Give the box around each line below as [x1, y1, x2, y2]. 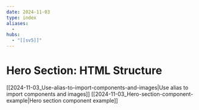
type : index [6, 15, 37, 21]
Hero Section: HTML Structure [6, 64, 162, 78]
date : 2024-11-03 [6, 9, 51, 15]
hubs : [6, 32, 20, 38]
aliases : [6, 20, 29, 26]
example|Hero [6, 97, 42, 104]
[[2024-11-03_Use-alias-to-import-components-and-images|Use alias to [6, 84, 189, 91]
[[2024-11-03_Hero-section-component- [91, 90, 194, 98]
